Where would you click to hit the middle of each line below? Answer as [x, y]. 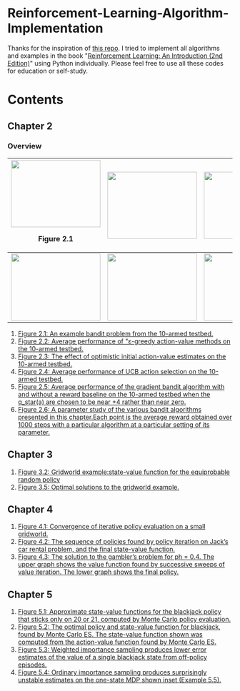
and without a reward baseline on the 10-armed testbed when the [114, 394]
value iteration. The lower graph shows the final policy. [98, 572]
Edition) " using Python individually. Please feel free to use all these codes [115, 63]
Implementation [55, 28]
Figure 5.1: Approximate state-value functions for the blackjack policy [119, 612]
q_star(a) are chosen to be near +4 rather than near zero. [102, 402]
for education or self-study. [47, 71]
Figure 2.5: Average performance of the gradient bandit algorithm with [121, 386]
